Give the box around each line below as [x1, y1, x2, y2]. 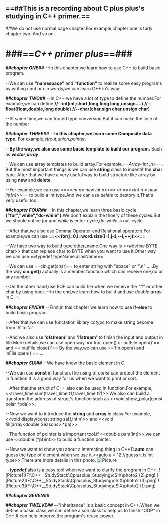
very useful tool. [5, 197, 39, 203]
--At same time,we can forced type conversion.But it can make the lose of [5, 115, 158, 121]
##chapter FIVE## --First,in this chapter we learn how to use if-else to [5, 304, 153, 310]
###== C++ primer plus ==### [5, 48, 133, 59]
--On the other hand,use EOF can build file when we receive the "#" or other [5, 283, 163, 289]
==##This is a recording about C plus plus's [5, 4, 145, 13]
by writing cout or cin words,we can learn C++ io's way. [5, 85, 121, 91]
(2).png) [138, 472, 156, 478]
